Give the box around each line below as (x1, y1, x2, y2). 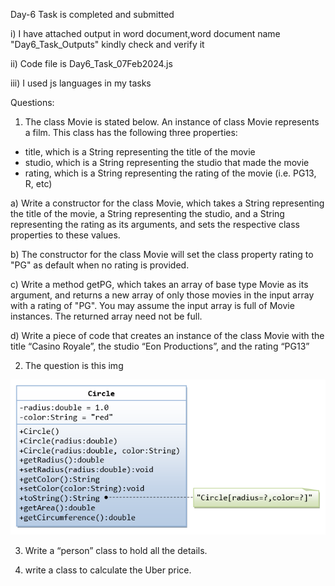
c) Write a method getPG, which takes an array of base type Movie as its (10, 279, 309, 290)
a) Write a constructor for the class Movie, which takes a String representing (10, 197, 325, 209)
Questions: (10, 97, 55, 108)
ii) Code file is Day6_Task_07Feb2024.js (10, 58, 173, 69)
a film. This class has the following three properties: (24, 127, 238, 138)
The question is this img (24, 360, 124, 371)
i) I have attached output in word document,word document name (10, 28, 281, 39)
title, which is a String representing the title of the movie (24, 146, 256, 158)
